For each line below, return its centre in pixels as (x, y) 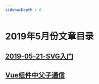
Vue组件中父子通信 (35, 75)
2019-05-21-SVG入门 (39, 57)
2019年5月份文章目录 (50, 36)
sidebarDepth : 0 (23, 10)
